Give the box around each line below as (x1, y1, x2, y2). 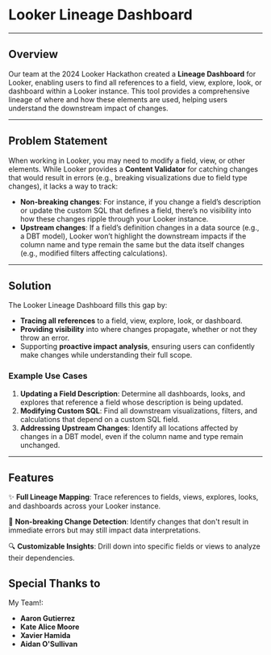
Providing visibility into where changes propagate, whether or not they (19, 325, 258, 334)
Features (8, 471, 54, 485)
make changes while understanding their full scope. (19, 350, 193, 360)
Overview (8, 48, 59, 61)
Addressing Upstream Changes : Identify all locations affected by (19, 423, 239, 433)
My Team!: (8, 598, 44, 607)
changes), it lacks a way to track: (8, 181, 119, 191)
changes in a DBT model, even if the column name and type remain (19, 431, 244, 441)
